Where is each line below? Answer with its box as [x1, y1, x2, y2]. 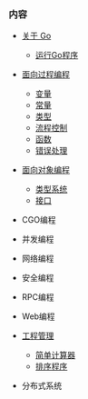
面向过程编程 [21, 69, 70, 80]
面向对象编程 [21, 165, 70, 175]
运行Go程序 [34, 50, 79, 61]
